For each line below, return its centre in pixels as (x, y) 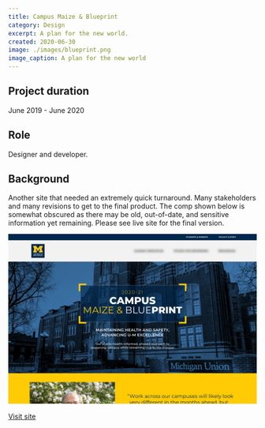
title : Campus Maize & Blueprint (63, 17)
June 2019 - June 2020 (47, 110)
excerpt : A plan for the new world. (68, 33)
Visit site (22, 416)
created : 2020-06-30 (42, 42)
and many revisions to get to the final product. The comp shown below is (127, 206)
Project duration (49, 91)
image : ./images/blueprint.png (60, 50)
